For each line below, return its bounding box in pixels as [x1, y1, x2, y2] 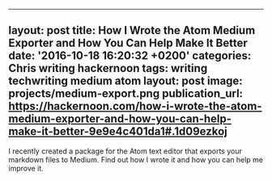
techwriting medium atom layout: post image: [8, 74, 243, 88]
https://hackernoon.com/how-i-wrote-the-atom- [8, 99, 262, 113]
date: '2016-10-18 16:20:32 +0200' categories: [8, 49, 252, 63]
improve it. [8, 163, 45, 173]
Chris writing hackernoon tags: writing [8, 61, 208, 75]
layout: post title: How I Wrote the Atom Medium [8, 23, 256, 37]
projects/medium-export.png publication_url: [8, 86, 244, 101]
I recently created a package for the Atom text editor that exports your [8, 146, 243, 156]
